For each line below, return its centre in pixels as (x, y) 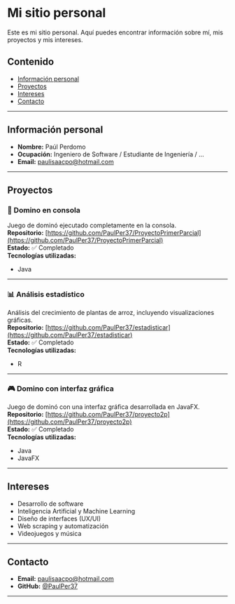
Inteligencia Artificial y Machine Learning (76, 511)
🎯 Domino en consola (44, 210)
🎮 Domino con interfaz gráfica (60, 389)
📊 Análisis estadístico (46, 295)
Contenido (31, 62)
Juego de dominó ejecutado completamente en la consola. (92, 225)
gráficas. (20, 320)
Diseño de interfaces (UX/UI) (59, 518)
